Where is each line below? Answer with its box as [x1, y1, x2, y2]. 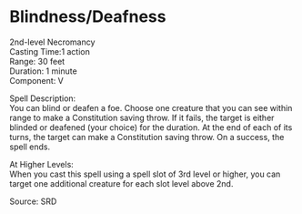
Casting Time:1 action [9, 46, 91, 56]
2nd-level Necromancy [9, 36, 96, 47]
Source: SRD [9, 196, 57, 207]
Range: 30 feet [9, 56, 65, 66]
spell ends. [9, 141, 51, 152]
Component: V [9, 75, 64, 86]
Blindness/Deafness [9, 6, 166, 27]
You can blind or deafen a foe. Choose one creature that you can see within [9, 102, 293, 113]
